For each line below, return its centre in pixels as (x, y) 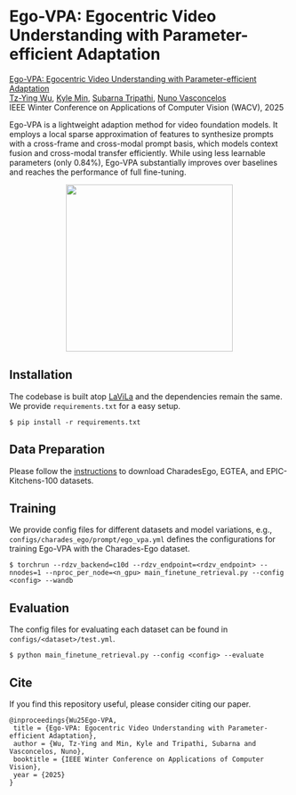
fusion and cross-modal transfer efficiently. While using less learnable (137, 152)
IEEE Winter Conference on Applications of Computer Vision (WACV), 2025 (147, 107)
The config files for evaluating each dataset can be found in (119, 629)
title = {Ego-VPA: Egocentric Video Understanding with (119, 728)
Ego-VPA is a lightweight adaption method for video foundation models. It (144, 124)
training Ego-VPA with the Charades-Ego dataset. (100, 549)
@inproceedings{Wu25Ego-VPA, (63, 720)
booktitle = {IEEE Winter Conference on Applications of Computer (139, 759)
